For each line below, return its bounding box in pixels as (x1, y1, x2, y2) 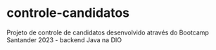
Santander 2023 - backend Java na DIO (6, 35, 122, 44)
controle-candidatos (6, 5, 130, 21)
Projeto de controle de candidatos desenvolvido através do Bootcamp (6, 28, 209, 37)
